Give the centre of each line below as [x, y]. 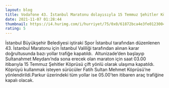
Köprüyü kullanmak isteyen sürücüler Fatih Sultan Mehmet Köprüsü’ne [78, 70]
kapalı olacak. [20, 80]
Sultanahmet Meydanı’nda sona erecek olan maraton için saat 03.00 [76, 59]
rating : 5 [16, 29]
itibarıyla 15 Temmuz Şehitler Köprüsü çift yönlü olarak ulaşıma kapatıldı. [80, 64]
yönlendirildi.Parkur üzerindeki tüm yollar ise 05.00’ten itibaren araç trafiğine [84, 75]
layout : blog [19, 10]
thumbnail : [17, 24]
